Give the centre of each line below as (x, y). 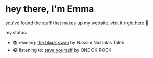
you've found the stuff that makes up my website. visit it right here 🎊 (77, 23)
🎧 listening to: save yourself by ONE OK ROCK (62, 50)
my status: (16, 32)
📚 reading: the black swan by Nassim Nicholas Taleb (69, 42)
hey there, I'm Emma (50, 9)
